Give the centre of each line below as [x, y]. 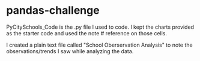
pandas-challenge [53, 10]
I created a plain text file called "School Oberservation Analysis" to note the [100, 45]
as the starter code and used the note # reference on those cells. [86, 33]
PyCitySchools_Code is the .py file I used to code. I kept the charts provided [100, 27]
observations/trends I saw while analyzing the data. [70, 51]
